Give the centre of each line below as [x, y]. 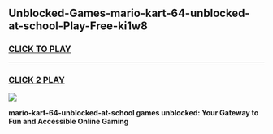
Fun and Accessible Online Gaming [69, 121]
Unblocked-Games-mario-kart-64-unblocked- [129, 13]
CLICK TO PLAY [40, 50]
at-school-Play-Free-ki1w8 [78, 26]
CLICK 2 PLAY [37, 80]
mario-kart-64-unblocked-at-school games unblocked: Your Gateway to [134, 112]
